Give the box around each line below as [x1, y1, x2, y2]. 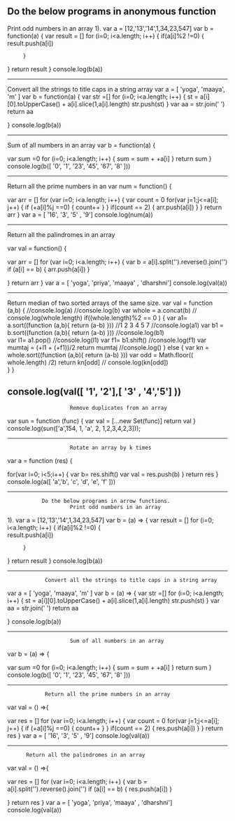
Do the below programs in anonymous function [7, 6, 217, 17]
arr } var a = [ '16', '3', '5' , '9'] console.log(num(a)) [7, 210, 154, 219]
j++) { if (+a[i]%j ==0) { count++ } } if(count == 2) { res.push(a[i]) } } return [7, 724, 224, 732]
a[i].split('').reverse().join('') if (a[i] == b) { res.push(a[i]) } [7, 785, 173, 793]
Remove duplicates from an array [69, 404, 168, 411]
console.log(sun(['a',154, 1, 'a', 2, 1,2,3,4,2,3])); [7, 424, 141, 432]
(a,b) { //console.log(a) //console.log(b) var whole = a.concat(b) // [7, 306, 197, 314]
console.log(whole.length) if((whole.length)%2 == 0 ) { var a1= [7, 313, 187, 322]
